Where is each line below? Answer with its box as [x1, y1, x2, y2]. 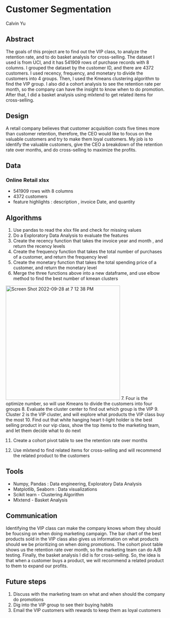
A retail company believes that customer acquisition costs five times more [6, 125, 160, 131]
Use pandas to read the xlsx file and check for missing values [13, 227, 142, 233]
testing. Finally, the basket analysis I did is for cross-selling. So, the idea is [6, 552, 161, 558]
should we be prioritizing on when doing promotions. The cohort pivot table [6, 541, 163, 547]
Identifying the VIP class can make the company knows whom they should [6, 525, 161, 531]
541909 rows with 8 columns [13, 188, 73, 194]
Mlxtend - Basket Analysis [13, 497, 68, 503]
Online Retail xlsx [6, 176, 50, 184]
